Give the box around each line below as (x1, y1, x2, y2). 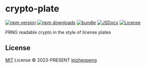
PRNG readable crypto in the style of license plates (5, 29, 111, 35)
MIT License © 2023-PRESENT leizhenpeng (5, 57, 97, 63)
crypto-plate (5, 3, 59, 14)
